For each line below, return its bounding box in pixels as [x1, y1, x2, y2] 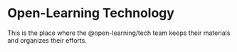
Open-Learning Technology [7, 5, 174, 21]
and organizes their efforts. [7, 36, 88, 44]
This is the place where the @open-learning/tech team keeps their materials [7, 28, 231, 37]
